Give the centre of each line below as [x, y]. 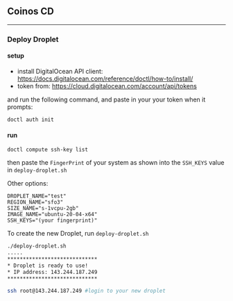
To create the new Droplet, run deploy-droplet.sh [78, 234]
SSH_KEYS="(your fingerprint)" [52, 221]
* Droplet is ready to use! [48, 266]
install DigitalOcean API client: [60, 71]
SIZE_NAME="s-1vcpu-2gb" [43, 209]
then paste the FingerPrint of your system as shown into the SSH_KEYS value [116, 163]
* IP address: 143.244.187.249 [52, 272]
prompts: [20, 106]
